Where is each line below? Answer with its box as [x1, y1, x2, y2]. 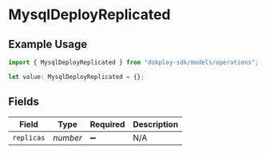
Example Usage [8, 38, 88, 51]
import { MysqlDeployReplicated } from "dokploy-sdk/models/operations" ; [8, 58, 260, 66]
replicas [12, 133, 46, 142]
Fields [8, 95, 40, 109]
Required [89, 118, 125, 129]
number [53, 132, 82, 143]
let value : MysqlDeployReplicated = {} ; [8, 73, 145, 81]
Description [133, 118, 178, 129]
